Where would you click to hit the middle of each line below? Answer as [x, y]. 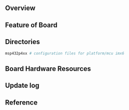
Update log [22, 85]
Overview [20, 8]
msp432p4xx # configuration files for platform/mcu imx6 [65, 53]
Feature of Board [31, 25]
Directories [23, 42]
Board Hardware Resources [48, 69]
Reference [21, 102]
